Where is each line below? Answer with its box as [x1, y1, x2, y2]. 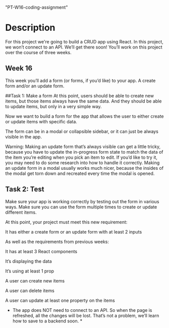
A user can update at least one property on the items [5, 297, 115, 303]
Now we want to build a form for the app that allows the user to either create [5, 113, 164, 119]
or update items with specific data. [5, 118, 77, 124]
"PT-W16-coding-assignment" [5, 5, 68, 10]
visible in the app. [5, 133, 42, 139]
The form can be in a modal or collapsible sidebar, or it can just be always [5, 128, 159, 134]
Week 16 [5, 64, 33, 73]
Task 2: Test [5, 185, 44, 194]
